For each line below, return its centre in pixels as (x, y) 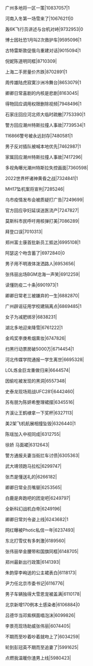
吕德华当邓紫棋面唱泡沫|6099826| (40, 615)
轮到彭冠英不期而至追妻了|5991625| (42, 647)
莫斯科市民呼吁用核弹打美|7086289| (42, 221)
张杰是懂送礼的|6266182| (31, 477)
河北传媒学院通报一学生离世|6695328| (44, 360)
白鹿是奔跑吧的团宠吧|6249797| (38, 498)
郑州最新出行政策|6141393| (33, 562)
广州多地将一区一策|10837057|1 (37, 8)
